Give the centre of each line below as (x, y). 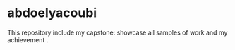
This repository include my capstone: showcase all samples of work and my (117, 32)
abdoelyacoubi (52, 13)
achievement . (28, 39)
